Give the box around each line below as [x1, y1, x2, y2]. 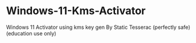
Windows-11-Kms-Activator [6, 4, 146, 18]
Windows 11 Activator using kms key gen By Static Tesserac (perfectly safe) [6, 24, 191, 31]
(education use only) [6, 29, 57, 37]
